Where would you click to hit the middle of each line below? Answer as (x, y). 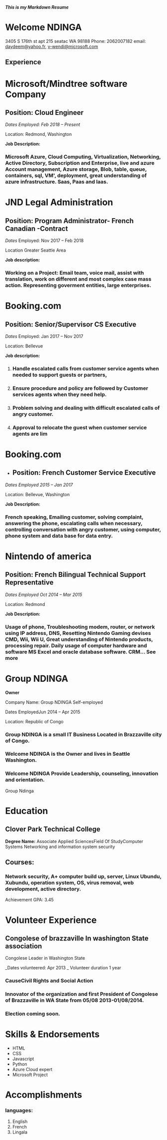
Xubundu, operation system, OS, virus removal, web (70, 883)
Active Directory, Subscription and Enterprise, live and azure (80, 163)
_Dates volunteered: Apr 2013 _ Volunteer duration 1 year (63, 968)
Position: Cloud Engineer (44, 113)
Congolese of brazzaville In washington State (77, 939)
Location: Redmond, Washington (39, 134)
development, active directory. (43, 889)
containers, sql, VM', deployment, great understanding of (76, 176)
